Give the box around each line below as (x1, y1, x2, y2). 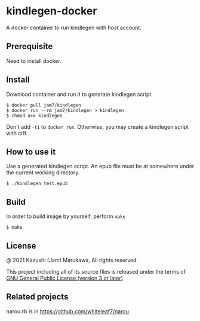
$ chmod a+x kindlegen (6, 113, 63, 119)
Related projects (6, 292, 69, 302)
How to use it (6, 147, 56, 157)
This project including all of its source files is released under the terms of (6, 268, 186, 275)
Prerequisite (6, 41, 53, 52)
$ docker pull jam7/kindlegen (6, 102, 82, 108)
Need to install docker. (6, 57, 61, 64)
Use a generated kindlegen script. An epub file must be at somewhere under (6, 163, 195, 170)
